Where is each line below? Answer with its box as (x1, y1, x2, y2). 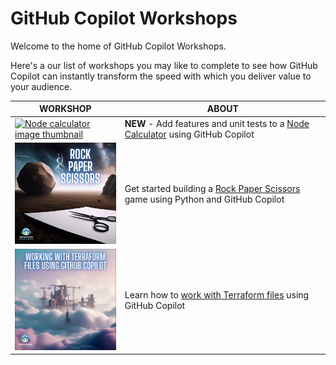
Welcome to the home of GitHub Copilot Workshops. (10, 40, 227, 52)
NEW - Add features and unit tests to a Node (124, 117, 310, 129)
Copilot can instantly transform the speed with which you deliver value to (10, 70, 312, 82)
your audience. (10, 80, 73, 92)
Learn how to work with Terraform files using (124, 289, 310, 301)
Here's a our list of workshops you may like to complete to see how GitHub (10, 59, 318, 71)
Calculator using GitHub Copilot (124, 128, 255, 140)
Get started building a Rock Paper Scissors (124, 183, 301, 195)
